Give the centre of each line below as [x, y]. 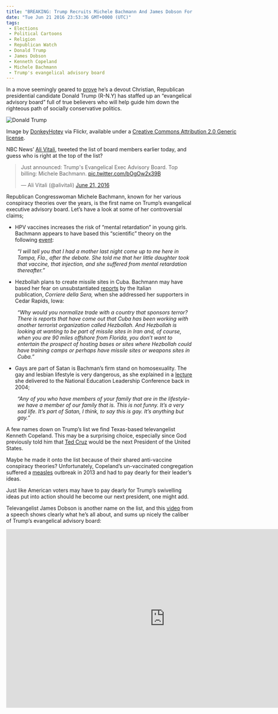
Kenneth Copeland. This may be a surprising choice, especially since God [97, 436]
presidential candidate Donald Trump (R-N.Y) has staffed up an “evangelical [99, 96]
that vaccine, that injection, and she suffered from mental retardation [102, 264]
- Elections [23, 28]
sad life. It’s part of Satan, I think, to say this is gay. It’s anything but [101, 411]
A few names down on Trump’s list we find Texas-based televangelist [91, 429]
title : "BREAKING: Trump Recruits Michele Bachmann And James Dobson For [99, 12]
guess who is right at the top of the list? [54, 156]
